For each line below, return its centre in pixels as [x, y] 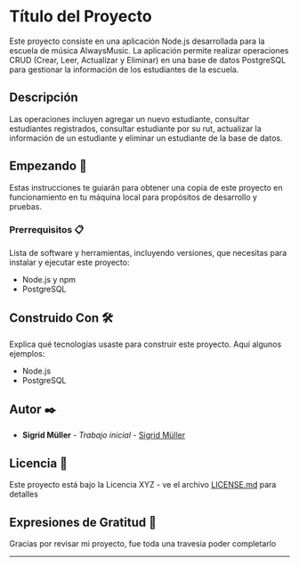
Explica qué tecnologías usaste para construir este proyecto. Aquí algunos [145, 344]
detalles [24, 494]
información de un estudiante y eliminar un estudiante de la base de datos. [146, 138]
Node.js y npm [49, 279]
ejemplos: [27, 353]
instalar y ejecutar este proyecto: [69, 262]
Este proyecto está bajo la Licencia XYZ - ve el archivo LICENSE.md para [143, 485]
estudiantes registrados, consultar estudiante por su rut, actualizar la [136, 128]
